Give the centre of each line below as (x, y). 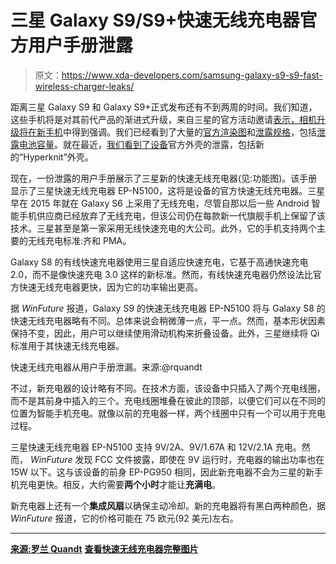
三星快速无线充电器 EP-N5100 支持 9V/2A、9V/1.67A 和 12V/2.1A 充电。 (156, 447)
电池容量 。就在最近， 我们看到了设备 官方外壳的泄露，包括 (137, 144)
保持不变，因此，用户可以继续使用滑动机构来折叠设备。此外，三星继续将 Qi (165, 333)
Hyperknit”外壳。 (58, 157)
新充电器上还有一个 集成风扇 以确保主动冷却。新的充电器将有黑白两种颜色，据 (168, 505)
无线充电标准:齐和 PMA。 (79, 240)
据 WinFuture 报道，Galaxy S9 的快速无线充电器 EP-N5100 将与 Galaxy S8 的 (168, 308)
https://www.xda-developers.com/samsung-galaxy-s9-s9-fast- (192, 75)
